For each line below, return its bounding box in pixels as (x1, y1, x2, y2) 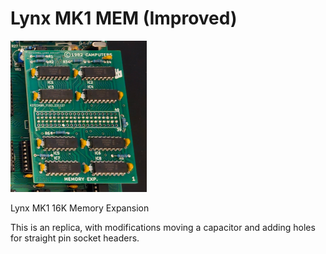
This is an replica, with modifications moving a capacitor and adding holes (10, 221, 316, 233)
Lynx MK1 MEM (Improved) (10, 7, 238, 30)
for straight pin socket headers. (10, 232, 140, 244)
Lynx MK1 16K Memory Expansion (10, 202, 150, 214)
